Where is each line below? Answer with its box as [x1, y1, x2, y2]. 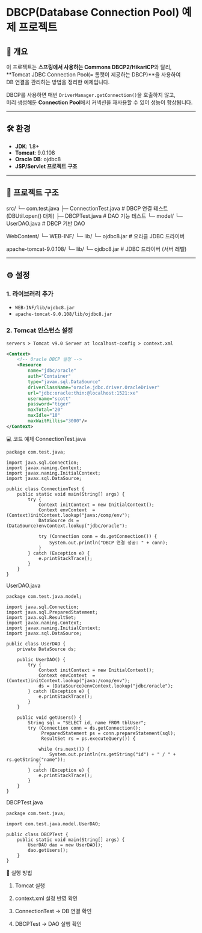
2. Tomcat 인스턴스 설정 [6, 326, 73, 334]
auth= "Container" [28, 374, 71, 380]
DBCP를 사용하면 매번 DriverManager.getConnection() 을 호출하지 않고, [6, 91, 176, 98]
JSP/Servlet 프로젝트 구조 [14, 162, 78, 170]
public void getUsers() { [17, 714, 82, 721]
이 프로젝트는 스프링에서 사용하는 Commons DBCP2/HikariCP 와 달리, [6, 64, 172, 70]
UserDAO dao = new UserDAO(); [28, 842, 103, 848]
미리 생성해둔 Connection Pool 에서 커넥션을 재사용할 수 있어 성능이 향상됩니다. [6, 99, 193, 106]
